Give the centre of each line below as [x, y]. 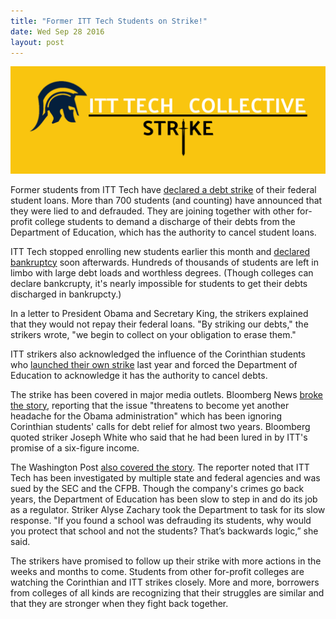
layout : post [37, 42]
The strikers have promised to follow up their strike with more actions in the [166, 561]
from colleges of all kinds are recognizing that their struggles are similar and [167, 592]
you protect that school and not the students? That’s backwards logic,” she [164, 531]
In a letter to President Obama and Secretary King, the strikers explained [159, 313]
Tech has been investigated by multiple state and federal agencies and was [165, 477]
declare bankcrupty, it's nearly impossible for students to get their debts [159, 283]
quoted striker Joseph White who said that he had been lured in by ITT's [159, 437]
